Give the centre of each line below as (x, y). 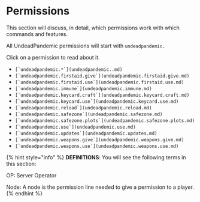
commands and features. (37, 34)
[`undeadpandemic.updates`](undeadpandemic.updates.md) (86, 133)
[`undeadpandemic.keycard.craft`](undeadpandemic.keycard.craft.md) (102, 95)
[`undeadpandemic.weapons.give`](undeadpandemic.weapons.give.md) (99, 139)
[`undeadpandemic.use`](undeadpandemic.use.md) (75, 127)
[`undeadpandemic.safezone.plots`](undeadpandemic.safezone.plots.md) (105, 121)
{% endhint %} (25, 193)
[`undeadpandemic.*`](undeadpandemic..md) (69, 69)
